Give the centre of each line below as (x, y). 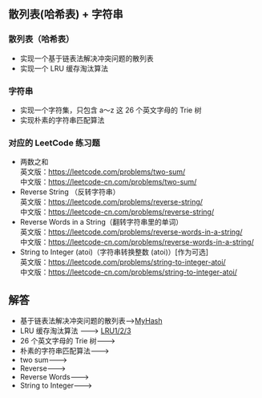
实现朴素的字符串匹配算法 (62, 120)
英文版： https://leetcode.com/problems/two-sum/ (103, 172)
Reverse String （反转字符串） (70, 192)
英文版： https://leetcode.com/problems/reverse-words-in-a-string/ (131, 232)
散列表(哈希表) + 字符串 (66, 14)
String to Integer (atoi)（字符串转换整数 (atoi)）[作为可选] (114, 252)
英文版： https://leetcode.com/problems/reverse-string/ (111, 202)
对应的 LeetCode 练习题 (54, 143)
